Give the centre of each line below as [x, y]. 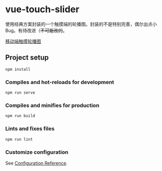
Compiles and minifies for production [52, 105]
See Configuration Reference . [36, 163]
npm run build [20, 116]
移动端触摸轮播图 [23, 41]
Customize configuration [37, 152]
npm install [18, 69]
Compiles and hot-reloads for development [60, 82]
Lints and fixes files [30, 129]
